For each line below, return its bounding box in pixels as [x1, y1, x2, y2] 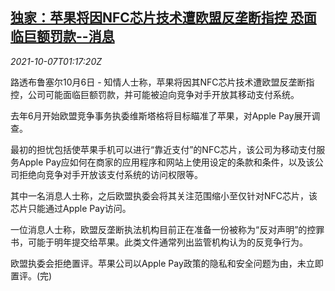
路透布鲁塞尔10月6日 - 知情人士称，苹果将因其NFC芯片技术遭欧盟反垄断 [10, 76, 307, 88]
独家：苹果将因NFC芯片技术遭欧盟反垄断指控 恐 [10, 9, 304, 27]
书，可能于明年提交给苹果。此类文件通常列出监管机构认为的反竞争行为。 [10, 236, 308, 248]
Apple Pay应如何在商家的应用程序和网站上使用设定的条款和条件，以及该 [18, 156, 315, 168]
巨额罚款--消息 [23, 28, 115, 45]
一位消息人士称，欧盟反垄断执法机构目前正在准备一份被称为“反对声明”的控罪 [10, 223, 325, 235]
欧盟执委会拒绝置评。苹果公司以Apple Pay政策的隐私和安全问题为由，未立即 [10, 257, 324, 269]
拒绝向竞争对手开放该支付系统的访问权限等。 [18, 168, 203, 180]
